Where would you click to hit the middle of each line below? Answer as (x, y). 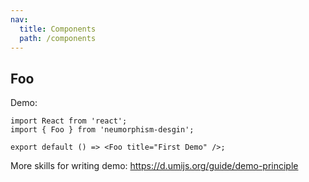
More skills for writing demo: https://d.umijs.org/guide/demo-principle (154, 166)
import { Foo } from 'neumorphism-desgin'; (102, 130)
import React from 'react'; (69, 121)
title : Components (58, 29)
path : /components (58, 38)
